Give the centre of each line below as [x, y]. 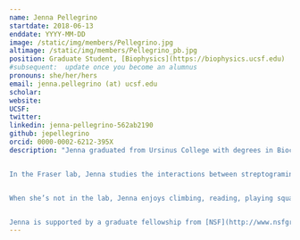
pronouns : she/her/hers [54, 76]
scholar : [25, 92]
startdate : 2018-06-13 [51, 26]
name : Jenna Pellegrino [54, 17]
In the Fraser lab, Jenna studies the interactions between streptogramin [151, 174]
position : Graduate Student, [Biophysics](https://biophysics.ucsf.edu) [147, 59]
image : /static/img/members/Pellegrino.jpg [92, 42]
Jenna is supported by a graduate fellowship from [105, 222]
